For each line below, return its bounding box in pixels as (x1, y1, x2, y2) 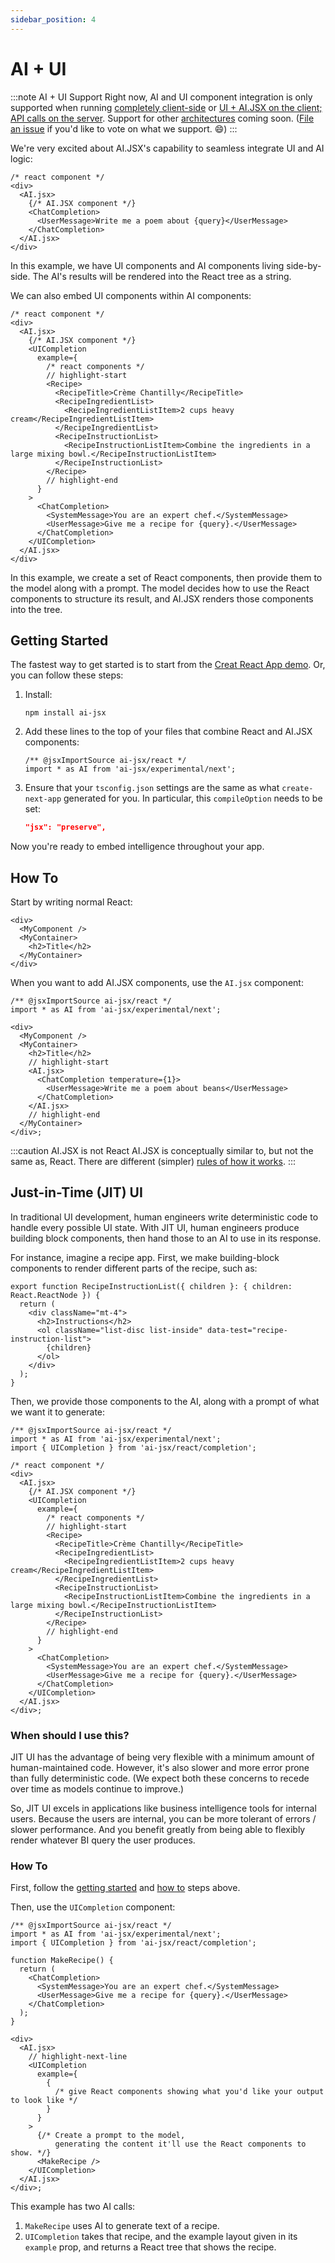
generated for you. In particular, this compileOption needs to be (63, 792, 323, 805)
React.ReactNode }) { (10, 1290, 101, 1300)
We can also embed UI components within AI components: (10, 289, 252, 301)
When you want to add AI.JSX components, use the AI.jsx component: (10, 977, 304, 989)
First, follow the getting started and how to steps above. (10, 1882, 241, 1894)
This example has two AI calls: (10, 2201, 136, 2213)
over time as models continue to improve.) (10, 1783, 185, 1795)
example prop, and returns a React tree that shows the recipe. (24, 2241, 277, 2253)
